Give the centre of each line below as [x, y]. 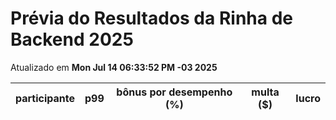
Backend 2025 [72, 39]
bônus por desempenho [174, 92]
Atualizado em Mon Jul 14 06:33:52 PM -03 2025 [114, 67]
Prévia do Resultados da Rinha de [151, 18]
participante [45, 98]
